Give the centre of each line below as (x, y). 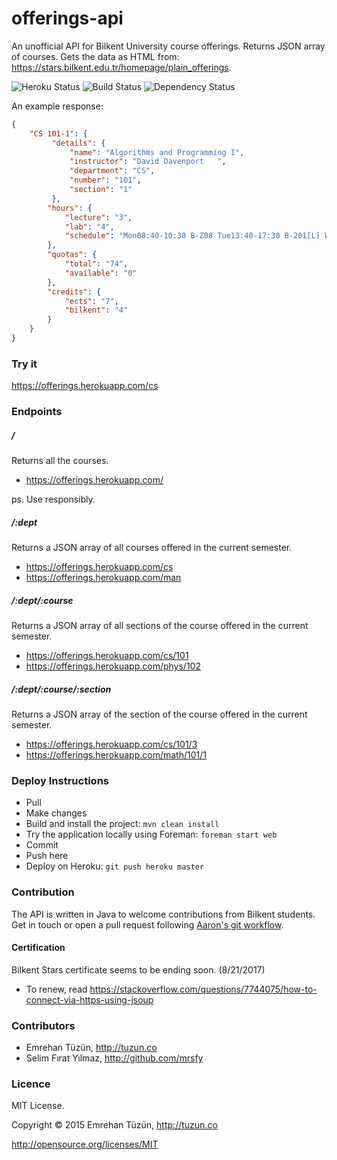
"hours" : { (70, 208)
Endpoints (37, 412)
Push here (47, 856)
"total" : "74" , (96, 264)
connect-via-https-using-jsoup (89, 999)
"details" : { (78, 143)
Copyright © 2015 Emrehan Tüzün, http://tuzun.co (114, 1125)
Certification (38, 948)
